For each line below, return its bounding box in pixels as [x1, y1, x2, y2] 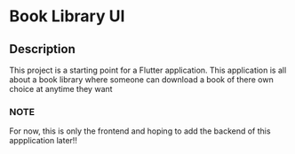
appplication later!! [9, 135, 78, 146]
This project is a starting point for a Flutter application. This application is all [9, 65, 287, 75]
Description [9, 42, 76, 57]
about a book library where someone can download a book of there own [9, 74, 274, 85]
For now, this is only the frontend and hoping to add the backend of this [9, 126, 271, 136]
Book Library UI [9, 6, 125, 27]
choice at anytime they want [9, 84, 113, 94]
